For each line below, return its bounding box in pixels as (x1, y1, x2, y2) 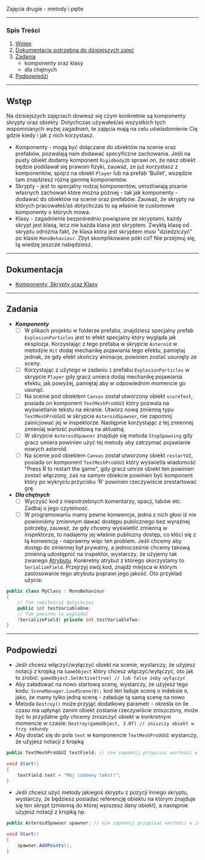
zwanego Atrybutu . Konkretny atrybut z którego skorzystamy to (24, 557, 185, 564)
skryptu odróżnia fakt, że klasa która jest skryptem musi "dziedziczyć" (15, 228, 193, 235)
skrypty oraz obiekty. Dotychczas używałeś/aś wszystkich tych (6, 119, 166, 126)
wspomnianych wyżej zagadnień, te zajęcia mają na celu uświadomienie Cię (6, 125, 198, 133)
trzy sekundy (15, 726, 49, 732)
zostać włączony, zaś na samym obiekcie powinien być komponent (24, 472, 193, 479)
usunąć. (24, 386, 45, 393)
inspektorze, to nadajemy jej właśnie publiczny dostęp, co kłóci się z (24, 531, 196, 538)
